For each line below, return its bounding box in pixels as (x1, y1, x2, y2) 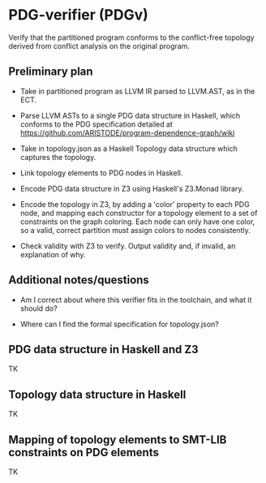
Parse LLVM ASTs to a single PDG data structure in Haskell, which (19, 110, 241, 120)
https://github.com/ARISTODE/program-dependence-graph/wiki (19, 127, 235, 137)
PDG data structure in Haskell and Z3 (8, 343, 199, 356)
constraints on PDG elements (8, 445, 160, 459)
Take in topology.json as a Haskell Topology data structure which (19, 144, 238, 153)
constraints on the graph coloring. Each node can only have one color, (19, 217, 255, 226)
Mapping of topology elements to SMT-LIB (8, 433, 227, 446)
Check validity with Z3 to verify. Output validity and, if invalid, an (19, 241, 236, 251)
